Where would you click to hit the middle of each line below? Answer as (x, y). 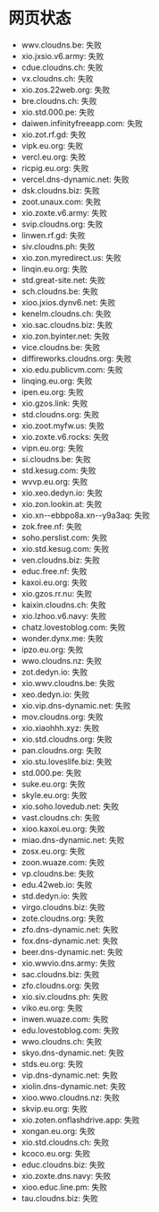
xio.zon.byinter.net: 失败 (66, 336)
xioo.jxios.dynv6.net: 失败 (68, 302)
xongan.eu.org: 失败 (58, 1130)
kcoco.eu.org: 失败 (56, 1153)
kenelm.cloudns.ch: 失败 (67, 314)
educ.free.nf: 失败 (54, 571)
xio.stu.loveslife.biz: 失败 (67, 761)
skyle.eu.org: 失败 (54, 795)
